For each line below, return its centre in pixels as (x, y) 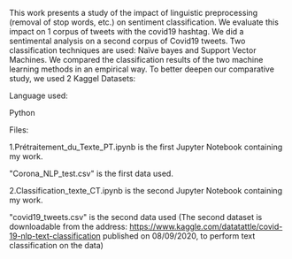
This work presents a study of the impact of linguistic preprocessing (134, 13)
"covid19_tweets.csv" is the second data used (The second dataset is (136, 217)
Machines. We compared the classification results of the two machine (136, 60)
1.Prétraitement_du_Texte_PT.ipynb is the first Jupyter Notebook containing (146, 147)
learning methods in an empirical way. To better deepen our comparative (142, 69)
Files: (19, 130)
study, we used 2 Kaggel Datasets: (73, 78)
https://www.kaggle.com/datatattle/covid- (206, 226)
